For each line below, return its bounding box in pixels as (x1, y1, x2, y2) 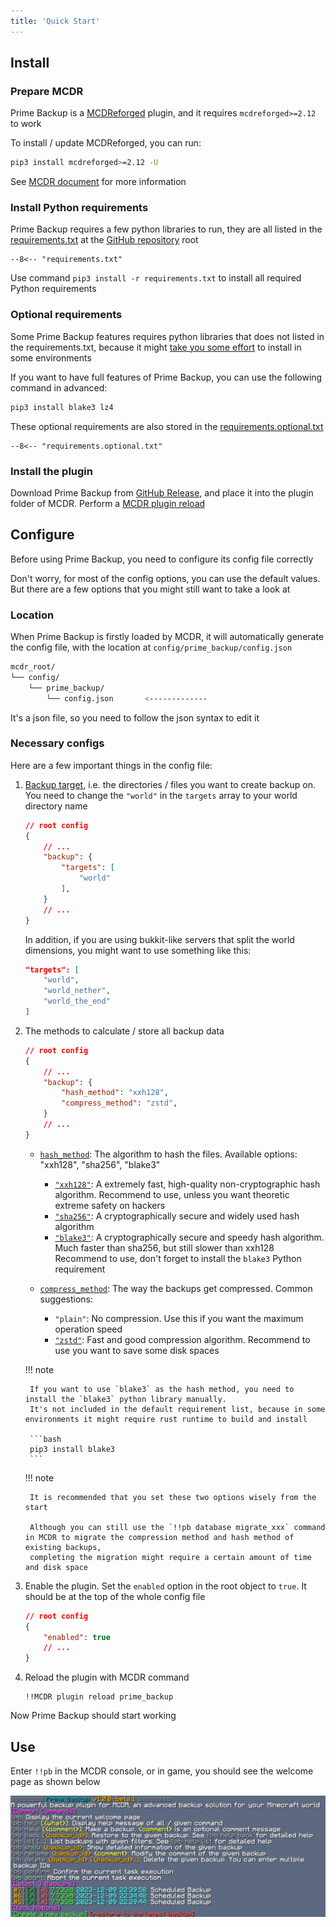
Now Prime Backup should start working (10, 1710, 177, 1722)
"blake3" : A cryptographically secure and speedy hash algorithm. (54, 1231, 325, 1243)
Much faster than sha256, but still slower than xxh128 (54, 1241, 275, 1254)
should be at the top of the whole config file (24, 1590, 206, 1602)
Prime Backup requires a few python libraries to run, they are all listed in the (10, 223, 323, 235)
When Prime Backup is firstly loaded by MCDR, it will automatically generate (10, 631, 325, 643)
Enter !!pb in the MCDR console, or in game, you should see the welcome (10, 1765, 314, 1777)
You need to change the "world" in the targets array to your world (24, 789, 298, 801)
